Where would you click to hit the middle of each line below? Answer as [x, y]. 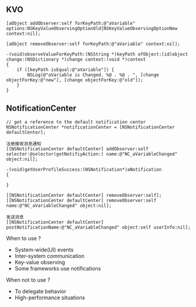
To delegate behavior [40, 291]
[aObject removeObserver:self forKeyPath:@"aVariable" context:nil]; [93, 44]
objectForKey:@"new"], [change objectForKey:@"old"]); [75, 80]
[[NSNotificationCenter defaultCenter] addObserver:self [77, 149]
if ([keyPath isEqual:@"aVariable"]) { [66, 70]
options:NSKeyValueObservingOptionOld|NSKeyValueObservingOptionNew [92, 28]
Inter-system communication [49, 256]
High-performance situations [50, 298]
